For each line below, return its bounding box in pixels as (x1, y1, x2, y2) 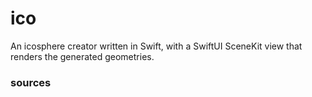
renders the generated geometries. (10, 50, 155, 62)
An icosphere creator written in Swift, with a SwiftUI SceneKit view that (10, 40, 303, 52)
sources (10, 75, 52, 89)
